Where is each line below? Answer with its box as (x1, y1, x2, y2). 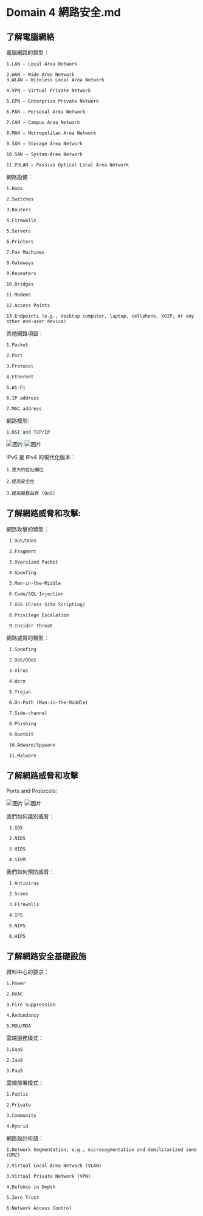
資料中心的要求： (6, 968, 49, 975)
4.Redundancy (6, 1013, 40, 1019)
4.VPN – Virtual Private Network (6, 87, 91, 94)
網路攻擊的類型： (6, 525, 49, 533)
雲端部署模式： (6, 1079, 44, 1087)
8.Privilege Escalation (9, 612, 69, 618)
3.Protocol (6, 363, 34, 369)
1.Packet (6, 342, 29, 348)
